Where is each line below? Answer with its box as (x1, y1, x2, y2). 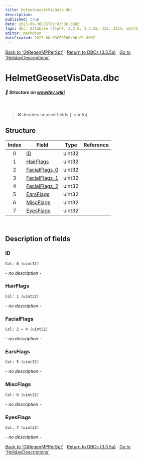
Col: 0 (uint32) (5, 261, 39, 266)
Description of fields (5, 235, 71, 243)
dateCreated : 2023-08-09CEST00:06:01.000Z (5, 36, 95, 41)
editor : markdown (5, 31, 42, 36)
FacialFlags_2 (26, 182, 59, 189)
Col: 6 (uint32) (5, 392, 39, 398)
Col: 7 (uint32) (5, 425, 39, 430)
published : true (5, 17, 39, 22)
